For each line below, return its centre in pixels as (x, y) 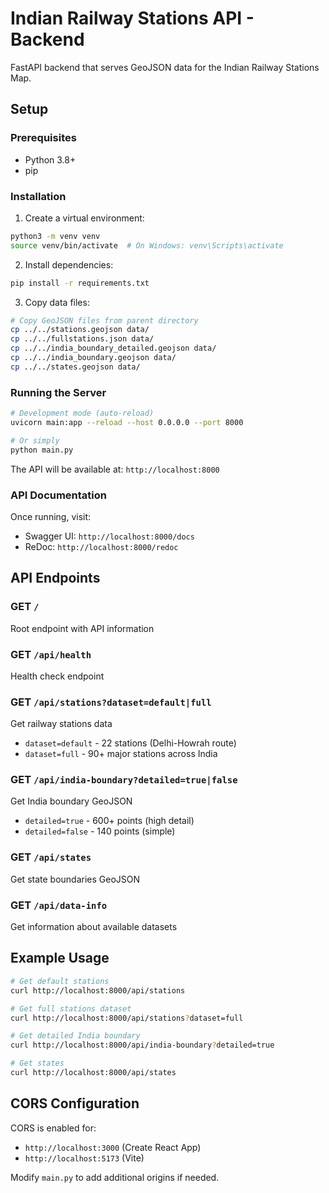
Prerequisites (43, 138)
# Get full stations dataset (71, 1008)
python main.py (42, 450)
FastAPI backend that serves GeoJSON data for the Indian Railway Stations (165, 67)
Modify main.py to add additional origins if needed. (115, 1177)
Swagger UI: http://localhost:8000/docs (109, 536)
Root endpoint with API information (82, 628)
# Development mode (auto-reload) (82, 413)
